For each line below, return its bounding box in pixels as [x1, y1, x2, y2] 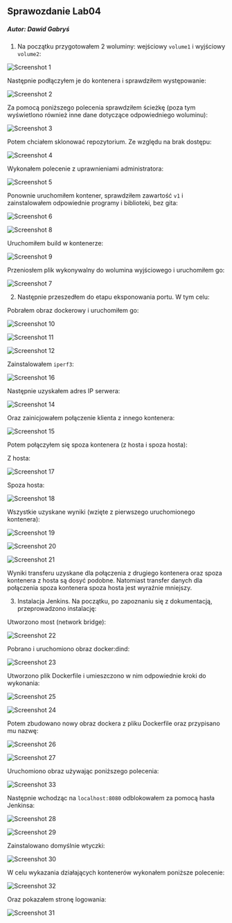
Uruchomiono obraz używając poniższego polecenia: [7, 767, 159, 775]
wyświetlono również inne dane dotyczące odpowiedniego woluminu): [7, 111, 208, 119]
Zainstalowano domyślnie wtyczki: [7, 842, 105, 850]
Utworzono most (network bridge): [7, 618, 106, 626]
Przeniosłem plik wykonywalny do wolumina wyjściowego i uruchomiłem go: [7, 266, 225, 275]
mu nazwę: [7, 727, 39, 735]
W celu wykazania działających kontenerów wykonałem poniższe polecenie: [7, 868, 225, 877]
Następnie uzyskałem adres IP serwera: [7, 387, 121, 395]
